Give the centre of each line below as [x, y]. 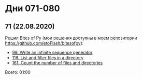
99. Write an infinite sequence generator [52, 52]
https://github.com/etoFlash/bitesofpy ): [44, 43]
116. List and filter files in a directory [48, 58]
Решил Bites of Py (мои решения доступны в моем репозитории [71, 38]
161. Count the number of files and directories [57, 63]
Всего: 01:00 [18, 72]
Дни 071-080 [33, 8]
